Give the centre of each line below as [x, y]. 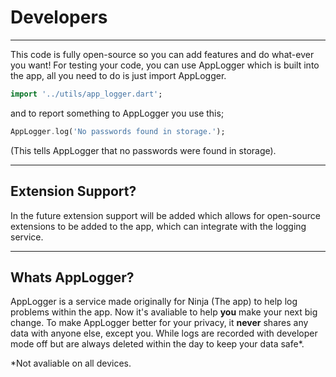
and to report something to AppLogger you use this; [117, 113]
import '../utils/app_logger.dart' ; [86, 94]
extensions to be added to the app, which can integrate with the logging [158, 226]
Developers [59, 17]
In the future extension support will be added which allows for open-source [165, 215]
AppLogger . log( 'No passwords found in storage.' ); [118, 131]
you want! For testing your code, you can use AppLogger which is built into [165, 65]
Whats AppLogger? [72, 277]
